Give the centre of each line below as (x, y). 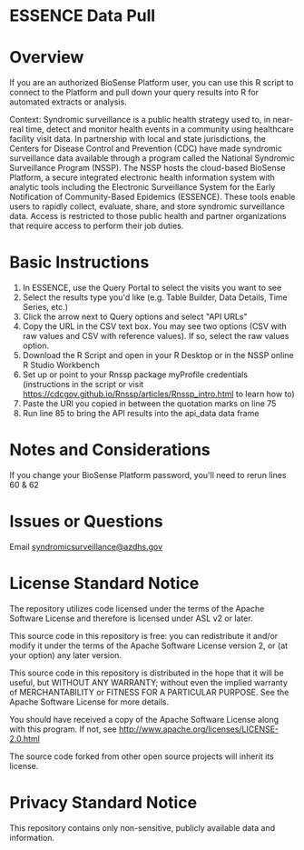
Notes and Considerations (110, 450)
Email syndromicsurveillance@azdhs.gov (86, 546)
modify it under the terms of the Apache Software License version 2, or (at (149, 645)
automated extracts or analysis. (68, 102)
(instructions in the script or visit (83, 385)
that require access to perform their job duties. (97, 226)
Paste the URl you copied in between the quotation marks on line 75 (149, 404)
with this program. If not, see (63, 729)
